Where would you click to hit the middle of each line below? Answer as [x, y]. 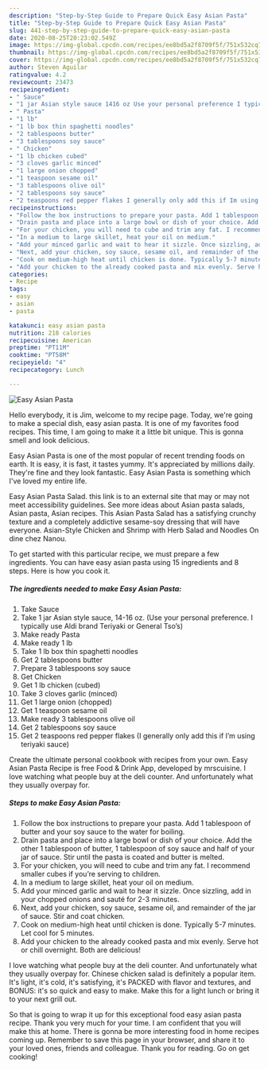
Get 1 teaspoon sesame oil [64, 710]
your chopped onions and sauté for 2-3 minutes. [100, 899]
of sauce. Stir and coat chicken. [73, 916]
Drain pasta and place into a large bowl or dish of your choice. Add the [136, 840]
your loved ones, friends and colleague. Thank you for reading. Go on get [129, 1048]
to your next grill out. [43, 999]
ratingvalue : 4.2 [38, 75]
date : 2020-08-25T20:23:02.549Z [62, 38]
